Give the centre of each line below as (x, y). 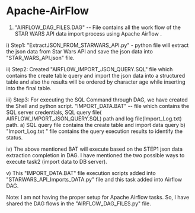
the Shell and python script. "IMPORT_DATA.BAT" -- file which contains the (98, 106)
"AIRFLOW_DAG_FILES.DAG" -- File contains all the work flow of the (97, 27)
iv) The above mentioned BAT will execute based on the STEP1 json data (94, 149)
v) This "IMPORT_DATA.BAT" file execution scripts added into (81, 173)
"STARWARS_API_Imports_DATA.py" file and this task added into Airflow (94, 179)
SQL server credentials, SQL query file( (54, 112)
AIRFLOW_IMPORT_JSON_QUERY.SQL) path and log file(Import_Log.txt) (94, 118)
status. (15, 137)
